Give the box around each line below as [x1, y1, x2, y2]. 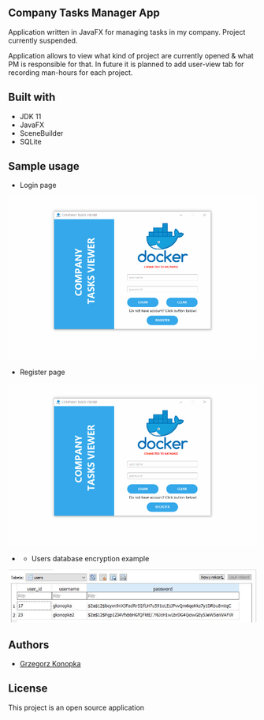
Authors [8, 638, 50, 651]
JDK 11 [19, 111, 42, 121]
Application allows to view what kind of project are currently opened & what [8, 51, 254, 60]
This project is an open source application [8, 703, 144, 712]
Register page [19, 367, 65, 377]
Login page [19, 181, 57, 190]
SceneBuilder [19, 128, 64, 137]
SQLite [19, 137, 42, 146]
